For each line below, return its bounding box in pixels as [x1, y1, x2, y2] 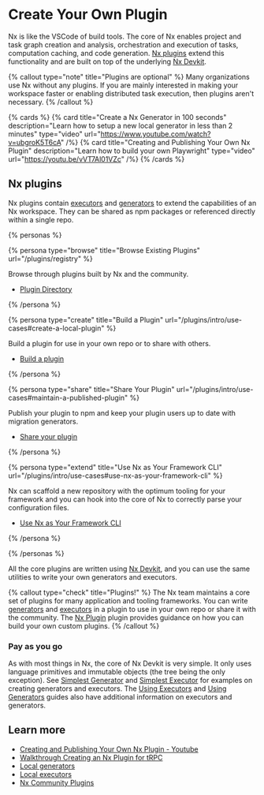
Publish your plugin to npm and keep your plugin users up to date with [8, 408, 236, 417]
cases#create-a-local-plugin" [8, 323, 105, 333]
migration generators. [8, 416, 79, 426]
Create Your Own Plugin [8, 6, 168, 24]
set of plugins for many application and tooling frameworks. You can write [8, 595, 248, 605]
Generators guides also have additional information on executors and [8, 692, 232, 702]
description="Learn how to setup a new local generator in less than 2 [8, 121, 233, 130]
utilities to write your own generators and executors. [8, 572, 177, 581]
